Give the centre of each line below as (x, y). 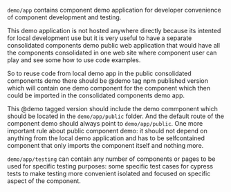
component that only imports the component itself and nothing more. (105, 145)
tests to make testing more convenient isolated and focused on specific (109, 173)
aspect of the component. (44, 181)
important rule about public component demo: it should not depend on (107, 131)
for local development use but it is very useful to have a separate (100, 38)
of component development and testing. (64, 17)
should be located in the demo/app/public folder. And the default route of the (116, 116)
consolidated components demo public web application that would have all (113, 45)
